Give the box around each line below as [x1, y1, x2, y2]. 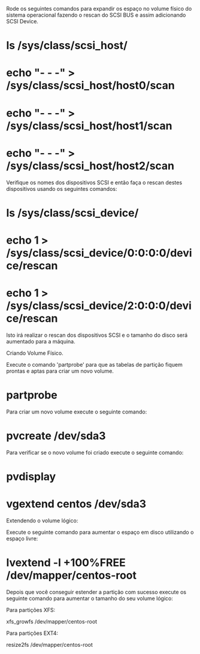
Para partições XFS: [6, 606, 56, 613]
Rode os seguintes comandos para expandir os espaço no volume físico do [6, 5, 192, 12]
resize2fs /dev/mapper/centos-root [6, 641, 93, 648]
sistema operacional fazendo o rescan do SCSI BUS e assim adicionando [6, 11, 186, 19]
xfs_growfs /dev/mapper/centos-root [6, 618, 98, 625]
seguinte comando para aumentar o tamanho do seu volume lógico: [6, 595, 174, 602]
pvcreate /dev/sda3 [6, 429, 106, 442]
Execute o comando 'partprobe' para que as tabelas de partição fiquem [6, 361, 183, 368]
